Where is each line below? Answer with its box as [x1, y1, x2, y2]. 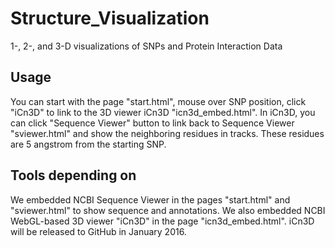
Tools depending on [10, 167, 137, 184]
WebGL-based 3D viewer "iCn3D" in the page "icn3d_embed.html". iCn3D [10, 215, 315, 227]
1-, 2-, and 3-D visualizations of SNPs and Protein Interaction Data [10, 40, 283, 52]
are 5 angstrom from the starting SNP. [10, 138, 167, 150]
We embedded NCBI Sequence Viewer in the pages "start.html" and [10, 193, 291, 206]
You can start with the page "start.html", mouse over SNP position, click [10, 95, 307, 107]
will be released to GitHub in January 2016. [10, 225, 187, 237]
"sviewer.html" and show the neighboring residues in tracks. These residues [10, 127, 325, 139]
